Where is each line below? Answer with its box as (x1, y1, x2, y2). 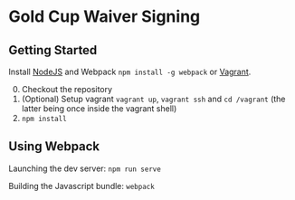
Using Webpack (8, 138, 100, 155)
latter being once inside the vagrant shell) (21, 103, 177, 114)
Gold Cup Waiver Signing (8, 6, 201, 27)
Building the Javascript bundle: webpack (8, 180, 155, 191)
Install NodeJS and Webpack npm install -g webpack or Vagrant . (8, 66, 252, 77)
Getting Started (8, 43, 98, 58)
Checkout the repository (21, 84, 113, 94)
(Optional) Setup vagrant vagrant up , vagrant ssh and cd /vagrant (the (21, 93, 286, 104)
